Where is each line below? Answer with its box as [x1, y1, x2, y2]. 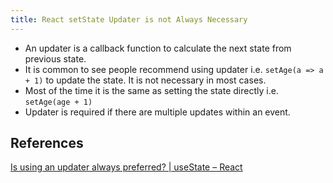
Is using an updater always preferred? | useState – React [10, 161, 243, 173]
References [10, 135, 84, 152]
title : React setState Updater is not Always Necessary [10, 14, 248, 25]
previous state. [24, 52, 87, 65]
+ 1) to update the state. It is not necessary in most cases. [24, 74, 267, 86]
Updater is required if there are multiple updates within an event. [24, 106, 291, 118]
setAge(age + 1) [24, 97, 93, 107]
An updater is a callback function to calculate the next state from [24, 42, 292, 54]
